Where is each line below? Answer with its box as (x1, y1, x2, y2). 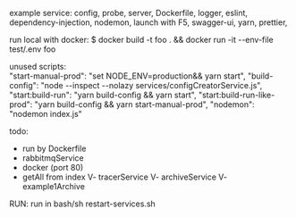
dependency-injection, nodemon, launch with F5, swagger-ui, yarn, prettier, (9, 17, 288, 28)
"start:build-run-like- (198, 89, 275, 100)
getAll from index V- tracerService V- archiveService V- (21, 171, 228, 182)
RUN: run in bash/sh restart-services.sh (9, 198, 156, 209)
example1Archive (21, 181, 85, 191)
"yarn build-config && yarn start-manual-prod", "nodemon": (34, 99, 255, 110)
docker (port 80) (21, 163, 84, 172)
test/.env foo (9, 44, 56, 54)
